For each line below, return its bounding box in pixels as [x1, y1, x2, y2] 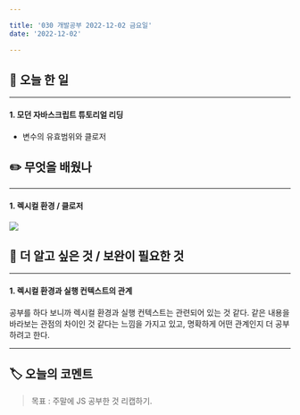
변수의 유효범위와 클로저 [21, 131, 107, 141]
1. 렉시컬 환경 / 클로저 [9, 200, 84, 211]
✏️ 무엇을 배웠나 [9, 159, 92, 174]
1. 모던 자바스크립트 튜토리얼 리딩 [9, 109, 123, 120]
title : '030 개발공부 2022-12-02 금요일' [9, 21, 153, 30]
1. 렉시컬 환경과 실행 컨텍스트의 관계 [9, 285, 133, 296]
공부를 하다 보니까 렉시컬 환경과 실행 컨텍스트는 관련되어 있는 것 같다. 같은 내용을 [9, 307, 290, 318]
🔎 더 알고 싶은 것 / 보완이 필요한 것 [9, 248, 185, 264]
